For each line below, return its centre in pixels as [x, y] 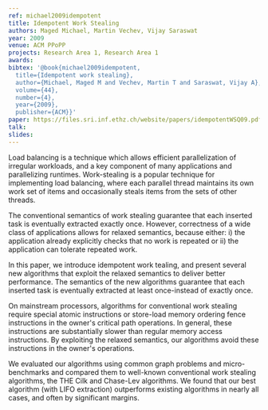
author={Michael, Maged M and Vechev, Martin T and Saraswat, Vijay [132, 82]
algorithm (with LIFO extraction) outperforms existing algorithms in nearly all [134, 389]
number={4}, [35, 98]
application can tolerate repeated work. [73, 249]
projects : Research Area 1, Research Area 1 [83, 53]
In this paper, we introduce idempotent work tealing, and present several [128, 265]
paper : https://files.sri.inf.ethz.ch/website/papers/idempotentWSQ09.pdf [135, 120]
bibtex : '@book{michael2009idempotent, [75, 68]
